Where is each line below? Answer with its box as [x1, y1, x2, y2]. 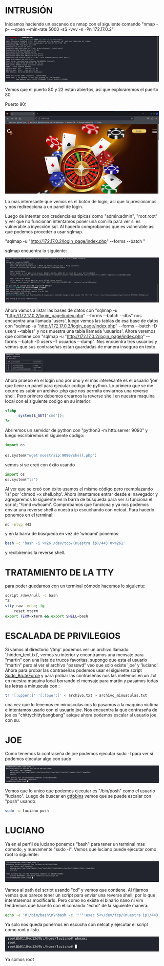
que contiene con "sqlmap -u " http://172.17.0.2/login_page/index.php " [5, 333, 145, 339]
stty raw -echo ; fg [5, 603, 45, 609]
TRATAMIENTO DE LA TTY [5, 567, 114, 578]
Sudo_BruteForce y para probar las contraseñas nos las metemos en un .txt [5, 672, 157, 678]
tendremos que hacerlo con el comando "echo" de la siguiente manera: [5, 903, 149, 909]
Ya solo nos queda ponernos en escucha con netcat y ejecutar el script [5, 921, 148, 927]
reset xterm [14, 608, 38, 614]
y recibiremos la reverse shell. [5, 550, 65, 555]
